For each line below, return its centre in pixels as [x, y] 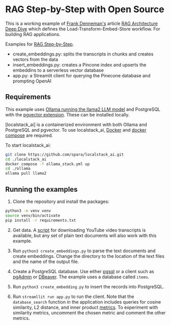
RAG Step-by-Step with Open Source [85, 9]
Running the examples [41, 189]
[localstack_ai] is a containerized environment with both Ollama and [76, 124]
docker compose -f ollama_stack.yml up [48, 164]
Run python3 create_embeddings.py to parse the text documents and [84, 251]
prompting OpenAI [32, 81]
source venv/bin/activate [33, 215]
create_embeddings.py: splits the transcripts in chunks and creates [83, 54]
